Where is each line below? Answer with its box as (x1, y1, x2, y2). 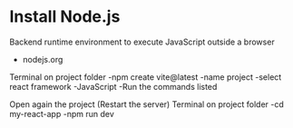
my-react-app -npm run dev (9, 108, 115, 119)
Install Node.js (9, 6, 121, 27)
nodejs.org (22, 54, 63, 64)
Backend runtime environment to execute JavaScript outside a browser (9, 36, 275, 47)
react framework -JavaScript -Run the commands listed (9, 81, 218, 92)
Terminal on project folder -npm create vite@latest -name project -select (9, 71, 282, 83)
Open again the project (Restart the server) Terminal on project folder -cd (9, 98, 284, 110)
